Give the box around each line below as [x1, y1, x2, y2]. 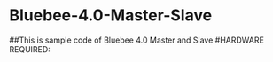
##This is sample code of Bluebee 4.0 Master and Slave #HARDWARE [9, 35, 264, 45]
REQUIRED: [9, 43, 51, 54]
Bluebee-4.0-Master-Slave [9, 5, 213, 26]
